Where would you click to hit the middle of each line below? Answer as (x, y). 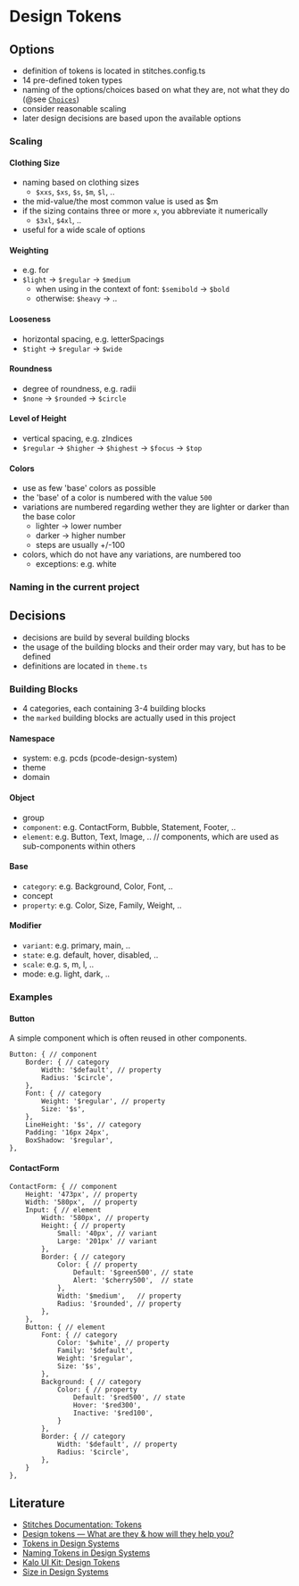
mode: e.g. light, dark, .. (66, 974)
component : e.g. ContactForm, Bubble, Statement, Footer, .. (129, 826)
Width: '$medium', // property (119, 1296)
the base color (49, 517)
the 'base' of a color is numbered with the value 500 (117, 498)
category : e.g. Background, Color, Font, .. (98, 886)
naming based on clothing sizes (81, 183)
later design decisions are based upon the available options (132, 118)
